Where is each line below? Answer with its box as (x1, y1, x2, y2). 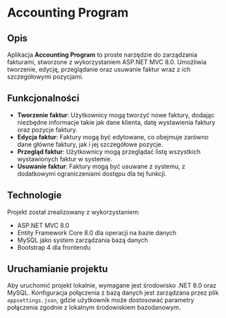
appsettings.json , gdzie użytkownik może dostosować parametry (7, 296, 194, 304)
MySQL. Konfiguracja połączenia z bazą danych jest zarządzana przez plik (7, 288, 219, 297)
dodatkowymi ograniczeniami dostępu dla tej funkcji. (17, 169, 167, 177)
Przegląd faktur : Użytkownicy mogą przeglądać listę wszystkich (17, 147, 201, 156)
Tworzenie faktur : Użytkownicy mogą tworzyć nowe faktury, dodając (17, 110, 215, 119)
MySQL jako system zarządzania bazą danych (17, 236, 148, 244)
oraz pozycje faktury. (17, 126, 78, 134)
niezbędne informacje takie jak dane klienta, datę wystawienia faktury (17, 118, 216, 126)
